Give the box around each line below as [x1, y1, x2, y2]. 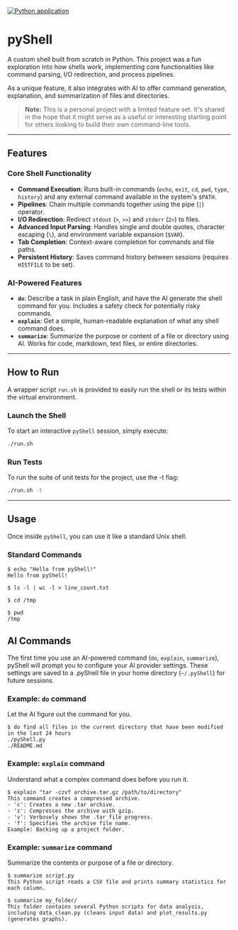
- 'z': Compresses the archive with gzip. [7, 807, 135, 814]
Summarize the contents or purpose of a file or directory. [7, 858, 174, 867]
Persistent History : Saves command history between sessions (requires [17, 253, 229, 261]
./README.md [7, 742, 42, 750]
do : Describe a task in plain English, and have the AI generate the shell [17, 294, 222, 302]
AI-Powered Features [7, 277, 83, 287]
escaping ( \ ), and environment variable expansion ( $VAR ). [17, 230, 185, 238]
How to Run [7, 366, 59, 379]
